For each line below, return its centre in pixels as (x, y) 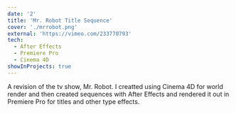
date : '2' (22, 14)
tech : (15, 40)
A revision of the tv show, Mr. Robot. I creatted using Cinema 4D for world (116, 86)
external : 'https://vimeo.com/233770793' (70, 34)
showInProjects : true (39, 66)
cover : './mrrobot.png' (43, 27)
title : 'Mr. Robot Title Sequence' (60, 20)
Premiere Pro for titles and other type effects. (74, 101)
